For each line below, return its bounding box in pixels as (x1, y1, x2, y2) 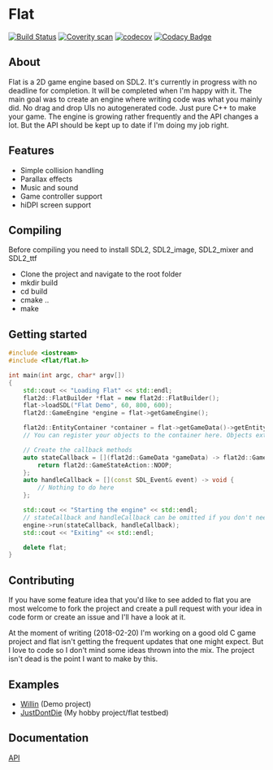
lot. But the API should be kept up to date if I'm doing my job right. (8, 120, 229, 130)
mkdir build (19, 278, 58, 288)
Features (8, 144, 54, 158)
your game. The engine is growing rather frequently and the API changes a (8, 111, 258, 121)
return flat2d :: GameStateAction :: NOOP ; (37, 461, 173, 469)
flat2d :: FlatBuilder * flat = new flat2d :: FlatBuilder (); (23, 394, 220, 402)
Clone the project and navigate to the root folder (19, 269, 182, 279)
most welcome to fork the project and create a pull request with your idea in (8, 603, 262, 614)
